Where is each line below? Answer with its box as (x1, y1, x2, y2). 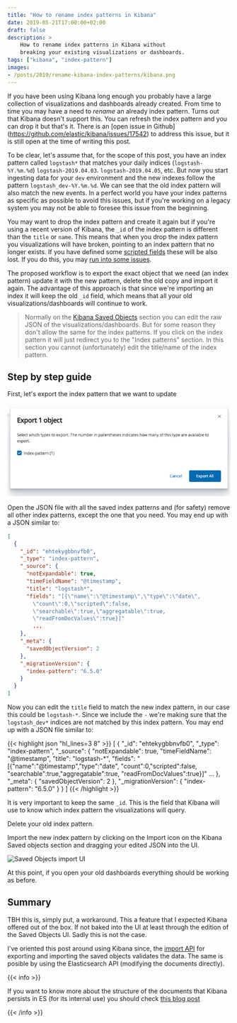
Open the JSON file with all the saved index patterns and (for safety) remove (7, 503, 231, 511)
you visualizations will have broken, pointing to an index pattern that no (7, 240, 214, 248)
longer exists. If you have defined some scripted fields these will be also (7, 247, 218, 256)
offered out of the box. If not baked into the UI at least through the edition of (7, 923, 229, 931)
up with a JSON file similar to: (7, 726, 94, 734)
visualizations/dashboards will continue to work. (7, 299, 148, 307)
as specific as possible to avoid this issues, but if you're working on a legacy (7, 196, 231, 204)
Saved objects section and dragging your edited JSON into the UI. (7, 841, 200, 850)
